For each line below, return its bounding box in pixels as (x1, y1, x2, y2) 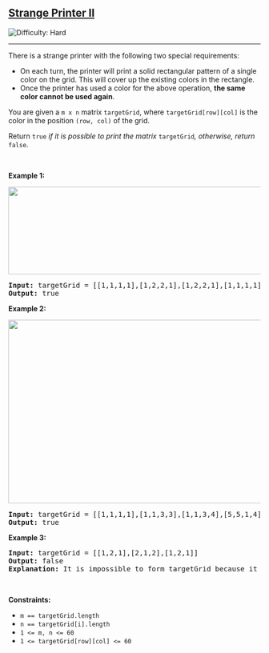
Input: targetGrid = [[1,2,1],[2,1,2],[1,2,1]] (8, 548, 199, 557)
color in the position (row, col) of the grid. (8, 115, 151, 125)
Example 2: (8, 303, 46, 313)
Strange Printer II (8, 6, 95, 20)
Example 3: (8, 532, 46, 543)
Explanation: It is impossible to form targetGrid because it (8, 564, 258, 573)
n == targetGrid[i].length (19, 620, 110, 628)
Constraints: (8, 595, 51, 604)
